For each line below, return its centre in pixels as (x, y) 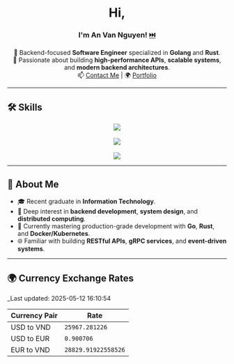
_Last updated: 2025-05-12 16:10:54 (59, 298)
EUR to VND (30, 349)
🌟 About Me (33, 184)
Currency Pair (34, 315)
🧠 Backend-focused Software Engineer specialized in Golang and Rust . (117, 53)
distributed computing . (51, 219)
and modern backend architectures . (117, 68)
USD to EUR (30, 338)
